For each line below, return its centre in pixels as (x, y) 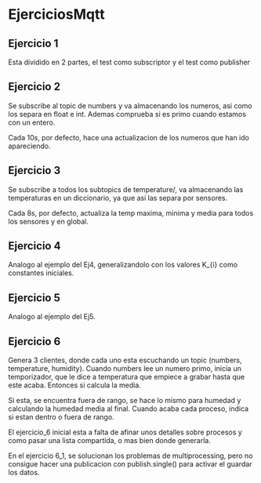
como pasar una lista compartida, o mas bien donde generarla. (110, 441)
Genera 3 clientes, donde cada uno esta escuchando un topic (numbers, (125, 360)
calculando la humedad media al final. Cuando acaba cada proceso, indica (129, 409)
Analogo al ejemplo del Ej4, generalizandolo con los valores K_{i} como (123, 265)
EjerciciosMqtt (56, 15)
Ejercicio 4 (34, 246)
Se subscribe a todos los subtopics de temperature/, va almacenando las (126, 189)
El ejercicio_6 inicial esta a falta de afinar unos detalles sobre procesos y (125, 432)
